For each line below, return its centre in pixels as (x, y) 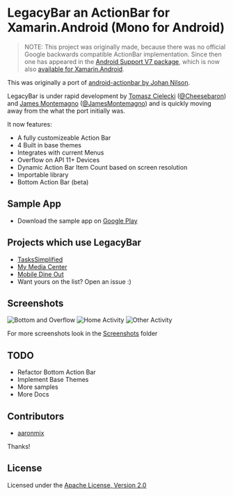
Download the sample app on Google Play (77, 221)
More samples (38, 387)
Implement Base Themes (53, 380)
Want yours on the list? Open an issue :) (74, 281)
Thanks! (19, 446)
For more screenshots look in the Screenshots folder (82, 334)
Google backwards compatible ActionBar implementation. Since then (123, 54)
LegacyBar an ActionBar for (89, 13)
